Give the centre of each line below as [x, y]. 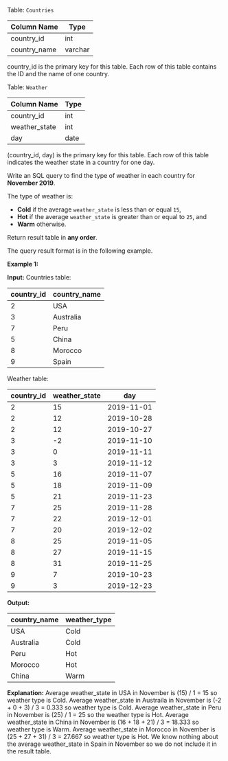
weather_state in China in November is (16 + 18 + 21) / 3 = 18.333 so [103, 722]
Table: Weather [27, 87]
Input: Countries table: [39, 277]
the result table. [29, 751]
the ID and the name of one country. [58, 74]
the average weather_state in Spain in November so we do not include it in [112, 744]
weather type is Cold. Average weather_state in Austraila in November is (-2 [114, 700]
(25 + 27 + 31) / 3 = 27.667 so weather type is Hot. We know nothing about [113, 737]
